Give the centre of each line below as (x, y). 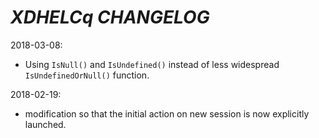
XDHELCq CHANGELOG (110, 17)
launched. (45, 124)
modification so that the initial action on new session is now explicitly (167, 113)
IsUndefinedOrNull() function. (87, 75)
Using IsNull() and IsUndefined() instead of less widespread (152, 64)
